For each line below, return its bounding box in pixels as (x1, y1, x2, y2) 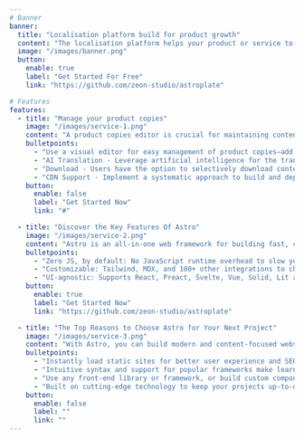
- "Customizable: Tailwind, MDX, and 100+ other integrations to (33, 264, 285, 274)
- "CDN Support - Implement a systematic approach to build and (33, 173, 281, 182)
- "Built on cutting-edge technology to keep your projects (33, 382, 265, 391)
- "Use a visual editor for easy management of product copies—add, (33, 148, 298, 157)
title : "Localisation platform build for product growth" (17, 30, 242, 39)
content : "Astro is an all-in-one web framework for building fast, (25, 239, 290, 249)
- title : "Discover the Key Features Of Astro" (17, 223, 201, 232)
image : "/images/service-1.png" (25, 122, 147, 131)
